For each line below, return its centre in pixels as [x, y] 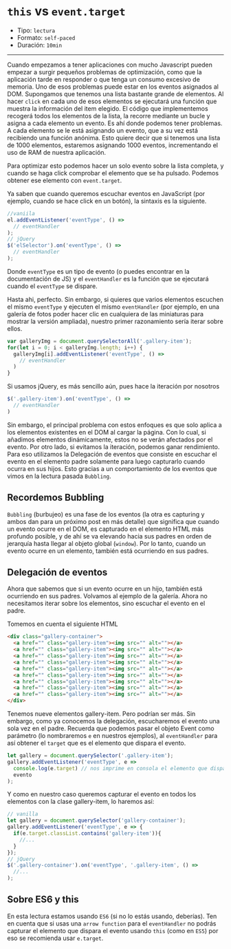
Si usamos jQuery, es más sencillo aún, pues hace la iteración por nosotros [113, 386]
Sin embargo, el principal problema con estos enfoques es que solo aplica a [114, 425]
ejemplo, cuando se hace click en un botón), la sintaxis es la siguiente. [107, 201]
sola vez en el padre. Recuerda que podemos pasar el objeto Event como [111, 728]
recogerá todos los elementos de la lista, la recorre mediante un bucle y [109, 116]
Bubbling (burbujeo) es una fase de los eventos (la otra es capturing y [106, 514]
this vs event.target [66, 11]
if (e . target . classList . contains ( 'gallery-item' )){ [87, 833]
